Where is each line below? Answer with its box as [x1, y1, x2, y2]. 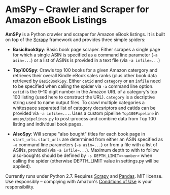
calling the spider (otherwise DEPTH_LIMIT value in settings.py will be [12, 157, 159, 164]
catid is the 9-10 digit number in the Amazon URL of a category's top [12, 88, 157, 94]
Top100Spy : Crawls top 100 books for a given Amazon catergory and [12, 67, 158, 73]
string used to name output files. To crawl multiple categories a [12, 99, 145, 105]
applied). [12, 163, 31, 169]
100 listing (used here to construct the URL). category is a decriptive [12, 94, 155, 100]
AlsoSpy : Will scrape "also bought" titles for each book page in [12, 131, 146, 137]
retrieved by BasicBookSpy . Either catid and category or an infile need [12, 78, 161, 84]
